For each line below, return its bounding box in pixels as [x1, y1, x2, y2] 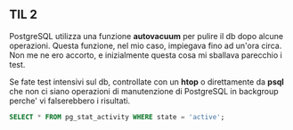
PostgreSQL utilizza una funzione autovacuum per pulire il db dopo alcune [9, 30, 283, 41]
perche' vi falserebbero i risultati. [9, 95, 131, 106]
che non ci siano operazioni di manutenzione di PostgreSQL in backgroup [9, 85, 279, 96]
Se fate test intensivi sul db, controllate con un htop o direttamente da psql [9, 76, 285, 87]
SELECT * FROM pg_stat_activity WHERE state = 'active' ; [9, 112, 225, 121]
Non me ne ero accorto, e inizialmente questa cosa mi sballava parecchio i [9, 49, 282, 61]
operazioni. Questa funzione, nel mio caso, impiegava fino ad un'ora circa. [9, 40, 282, 51]
